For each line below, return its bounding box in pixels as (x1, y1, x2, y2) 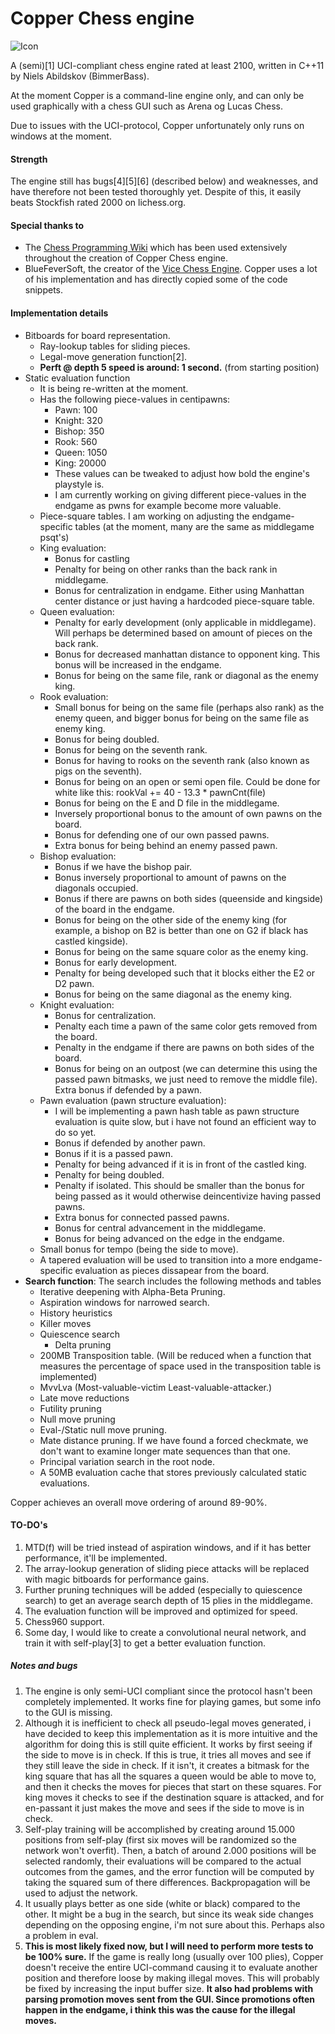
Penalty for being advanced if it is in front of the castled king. (54, 1158, 307, 1170)
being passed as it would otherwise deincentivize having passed (54, 1190, 322, 1202)
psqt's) (39, 531, 70, 543)
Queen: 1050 (54, 446, 108, 458)
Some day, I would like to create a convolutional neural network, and (24, 1626, 307, 1638)
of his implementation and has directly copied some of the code (24, 273, 288, 286)
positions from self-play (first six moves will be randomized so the (24, 1833, 297, 1846)
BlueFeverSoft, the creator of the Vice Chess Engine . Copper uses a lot (24, 263, 318, 275)
